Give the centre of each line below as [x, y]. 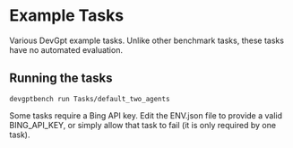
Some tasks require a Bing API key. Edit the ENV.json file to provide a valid [146, 115]
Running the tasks [61, 78]
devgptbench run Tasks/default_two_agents [90, 99]
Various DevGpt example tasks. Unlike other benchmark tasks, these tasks [147, 40]
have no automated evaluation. [66, 49]
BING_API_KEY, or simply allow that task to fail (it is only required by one [142, 125]
